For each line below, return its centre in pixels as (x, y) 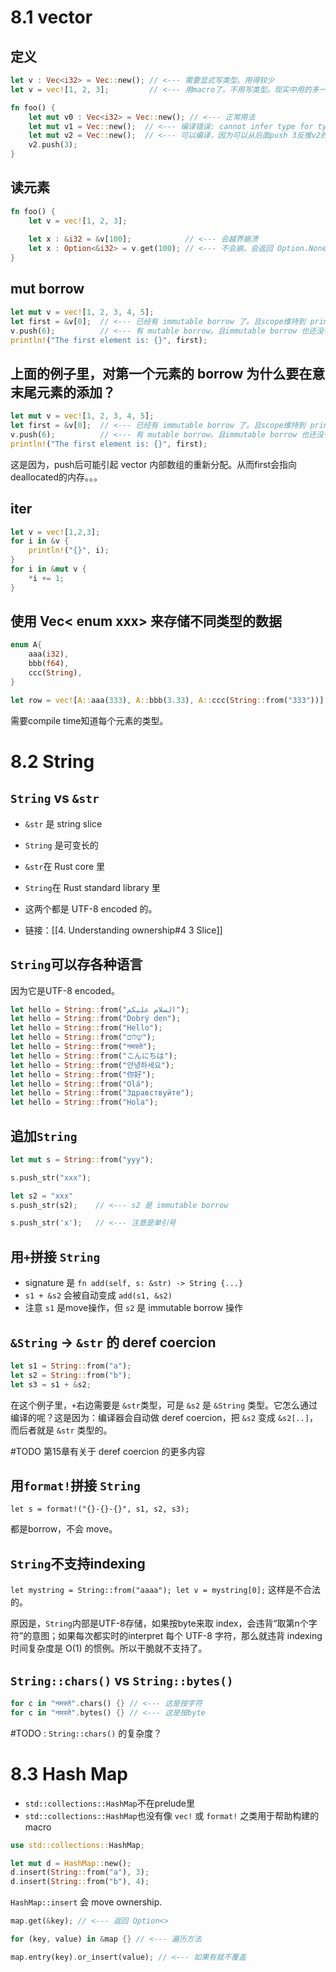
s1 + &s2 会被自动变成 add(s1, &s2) (98, 1295)
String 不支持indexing (78, 1563)
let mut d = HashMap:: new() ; (71, 1863)
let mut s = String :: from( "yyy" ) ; (82, 1159)
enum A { (26, 645)
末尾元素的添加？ (63, 392)
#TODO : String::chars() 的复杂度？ (86, 1733)
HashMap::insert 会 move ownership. (86, 1902)
